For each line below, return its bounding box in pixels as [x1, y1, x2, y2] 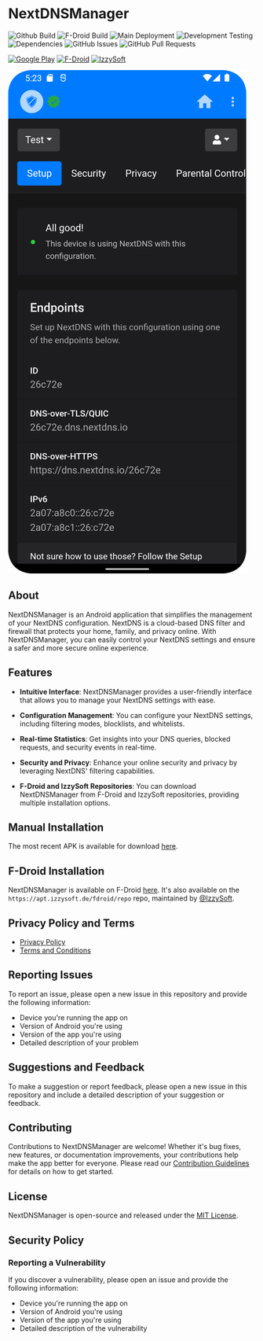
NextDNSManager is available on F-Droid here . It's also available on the [8, 886, 239, 895]
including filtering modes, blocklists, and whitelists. [19, 719, 185, 728]
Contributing [8, 1122, 72, 1135]
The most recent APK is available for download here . [8, 842, 178, 851]
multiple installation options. [19, 798, 111, 807]
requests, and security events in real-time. [19, 742, 157, 752]
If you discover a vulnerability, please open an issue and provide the [8, 1275, 229, 1284]
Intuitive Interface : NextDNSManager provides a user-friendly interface [19, 687, 253, 696]
